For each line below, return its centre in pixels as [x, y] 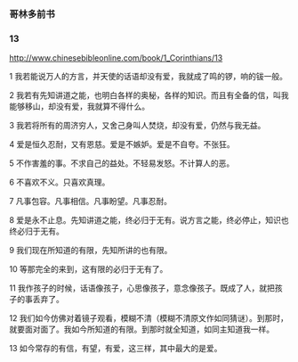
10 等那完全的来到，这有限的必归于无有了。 [89, 269]
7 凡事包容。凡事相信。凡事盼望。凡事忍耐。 [90, 202]
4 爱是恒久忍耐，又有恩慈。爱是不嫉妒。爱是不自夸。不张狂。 [122, 144]
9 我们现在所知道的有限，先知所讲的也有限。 [91, 251]
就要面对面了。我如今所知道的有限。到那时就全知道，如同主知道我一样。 [141, 329]
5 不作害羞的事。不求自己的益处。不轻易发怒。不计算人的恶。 [122, 163]
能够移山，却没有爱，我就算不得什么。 [79, 107]
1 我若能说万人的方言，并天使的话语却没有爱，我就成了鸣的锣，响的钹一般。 [148, 77]
